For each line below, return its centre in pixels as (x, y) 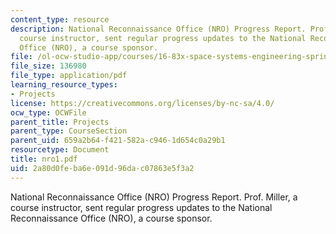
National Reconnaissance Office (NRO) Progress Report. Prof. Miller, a (154, 197)
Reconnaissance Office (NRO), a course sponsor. (111, 218)
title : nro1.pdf (44, 159)
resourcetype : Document (60, 150)
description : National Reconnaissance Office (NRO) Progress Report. (158, 29)
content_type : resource (60, 19)
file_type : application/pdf (69, 76)
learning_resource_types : (64, 85)
